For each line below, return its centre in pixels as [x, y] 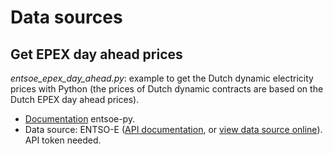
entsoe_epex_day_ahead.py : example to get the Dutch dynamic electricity [162, 78]
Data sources [66, 17]
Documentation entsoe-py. [80, 119]
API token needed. [63, 140]
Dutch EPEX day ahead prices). [75, 99]
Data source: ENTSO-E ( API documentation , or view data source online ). [173, 129]
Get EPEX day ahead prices [96, 54]
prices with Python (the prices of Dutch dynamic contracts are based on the [167, 89]
